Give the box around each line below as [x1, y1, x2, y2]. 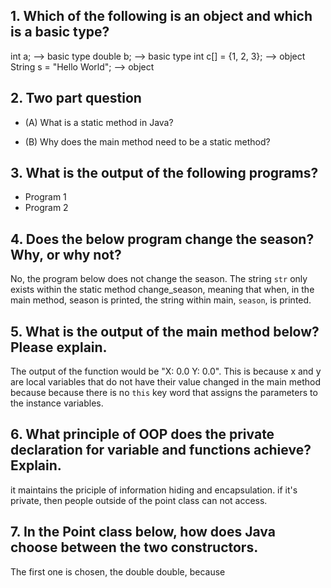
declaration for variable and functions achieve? [10, 442, 312, 459]
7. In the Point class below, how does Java [10, 524, 276, 541]
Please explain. [10, 339, 108, 356]
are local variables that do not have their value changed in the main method [10, 376, 322, 388]
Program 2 [24, 202, 69, 214]
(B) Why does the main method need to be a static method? [24, 135, 271, 148]
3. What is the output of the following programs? [10, 165, 319, 182]
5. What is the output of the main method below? [10, 323, 320, 340]
